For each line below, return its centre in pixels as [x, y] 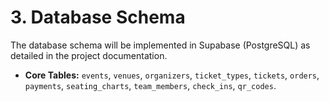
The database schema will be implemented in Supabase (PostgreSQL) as [160, 45]
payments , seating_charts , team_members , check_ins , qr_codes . [150, 85]
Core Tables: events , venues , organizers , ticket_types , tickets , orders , [172, 75]
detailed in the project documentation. [89, 55]
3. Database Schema [98, 17]
